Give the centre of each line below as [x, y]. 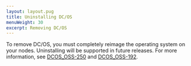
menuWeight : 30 [25, 22]
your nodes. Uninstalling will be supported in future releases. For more [92, 51]
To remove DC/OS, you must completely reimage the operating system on [96, 44]
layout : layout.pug [30, 11]
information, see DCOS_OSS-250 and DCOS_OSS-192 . [72, 57]
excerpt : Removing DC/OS [37, 28]
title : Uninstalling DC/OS [39, 17]
